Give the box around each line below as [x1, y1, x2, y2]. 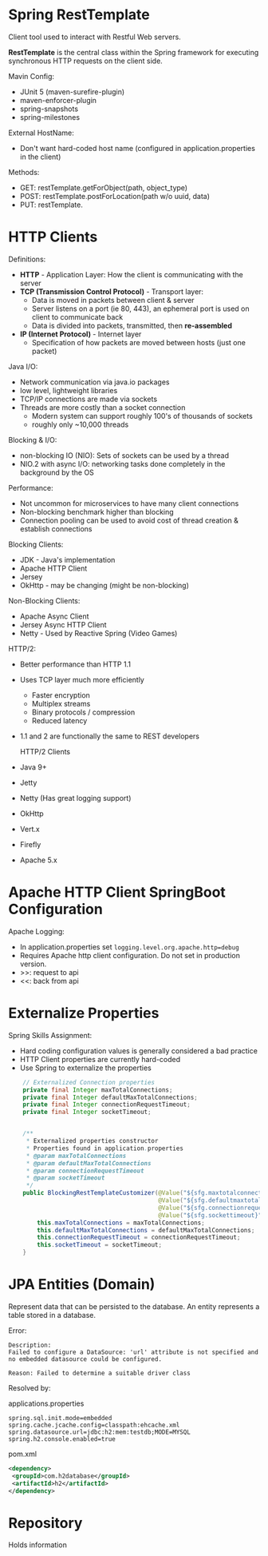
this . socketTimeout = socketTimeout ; [37, 1241, 162, 1249]
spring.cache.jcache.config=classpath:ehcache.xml [8, 1421, 180, 1429]
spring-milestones [19, 112, 81, 121]
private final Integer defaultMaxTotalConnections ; [22, 1093, 198, 1101]
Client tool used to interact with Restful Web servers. [8, 32, 181, 42]
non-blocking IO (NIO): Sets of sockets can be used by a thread [19, 450, 230, 460]
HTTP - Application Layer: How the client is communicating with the [19, 269, 243, 279]
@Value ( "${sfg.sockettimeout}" [158, 1211, 262, 1220]
